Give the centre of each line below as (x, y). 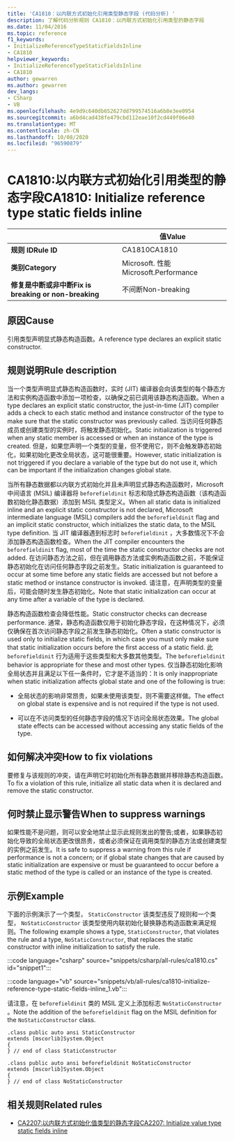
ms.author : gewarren (37, 85)
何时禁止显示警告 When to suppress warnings (106, 814)
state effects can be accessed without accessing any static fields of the (120, 726)
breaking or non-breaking (55, 294)
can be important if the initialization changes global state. (89, 470)
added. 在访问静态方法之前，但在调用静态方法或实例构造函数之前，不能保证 (116, 558)
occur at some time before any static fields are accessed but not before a (112, 574)
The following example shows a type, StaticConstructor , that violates (119, 932)
